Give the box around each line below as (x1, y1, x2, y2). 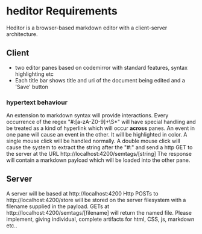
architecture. (6, 30, 38, 37)
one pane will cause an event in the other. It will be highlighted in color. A (6, 131, 188, 138)
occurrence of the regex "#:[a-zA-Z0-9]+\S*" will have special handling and (6, 119, 196, 126)
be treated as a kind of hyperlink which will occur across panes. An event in (6, 125, 195, 132)
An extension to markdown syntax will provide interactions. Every (6, 112, 169, 119)
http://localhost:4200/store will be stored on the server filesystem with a (6, 196, 186, 203)
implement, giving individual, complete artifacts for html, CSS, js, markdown (6, 215, 195, 223)
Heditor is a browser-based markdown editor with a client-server (6, 24, 168, 31)
